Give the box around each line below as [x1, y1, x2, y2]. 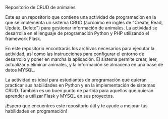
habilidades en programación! [5, 108, 67, 114]
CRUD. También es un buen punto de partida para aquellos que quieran [5, 88, 154, 93]
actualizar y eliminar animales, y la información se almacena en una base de [5, 62, 163, 67]
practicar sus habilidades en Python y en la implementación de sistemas [5, 82, 155, 88]
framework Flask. [5, 35, 41, 42]
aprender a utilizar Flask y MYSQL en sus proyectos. [5, 93, 115, 99]
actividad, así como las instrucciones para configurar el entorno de [5, 51, 145, 57]
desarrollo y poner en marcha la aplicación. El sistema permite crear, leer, [5, 56, 158, 62]
